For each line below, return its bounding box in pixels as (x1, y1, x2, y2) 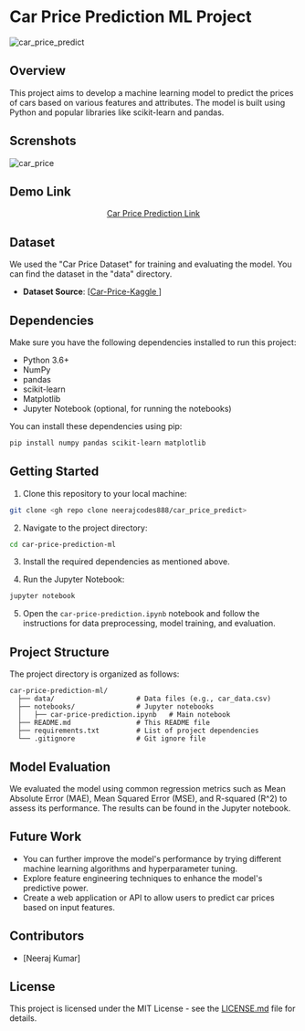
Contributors (9, 929, 85, 944)
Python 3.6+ (22, 354, 70, 365)
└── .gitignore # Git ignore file (17, 734, 206, 743)
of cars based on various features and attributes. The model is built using (9, 97, 286, 108)
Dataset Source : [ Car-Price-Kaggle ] (22, 286, 163, 298)
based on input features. (22, 901, 116, 912)
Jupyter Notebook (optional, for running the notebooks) (22, 404, 232, 414)
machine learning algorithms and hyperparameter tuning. (22, 863, 238, 874)
